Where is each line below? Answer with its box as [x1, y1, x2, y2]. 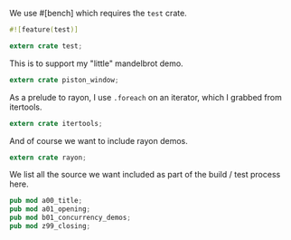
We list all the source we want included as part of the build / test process [9, 169, 281, 180]
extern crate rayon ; [9, 153, 88, 162]
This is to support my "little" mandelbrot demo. [9, 58, 183, 69]
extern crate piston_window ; [9, 75, 119, 84]
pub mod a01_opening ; [9, 205, 91, 214]
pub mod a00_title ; [9, 197, 83, 206]
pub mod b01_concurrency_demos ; [9, 213, 131, 223]
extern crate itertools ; [9, 119, 103, 128]
